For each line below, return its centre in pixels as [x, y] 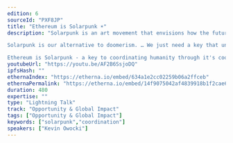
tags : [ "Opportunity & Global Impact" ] [65, 116]
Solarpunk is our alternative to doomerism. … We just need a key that [113, 46]
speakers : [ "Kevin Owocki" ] [48, 128]
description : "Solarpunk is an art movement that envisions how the [108, 33]
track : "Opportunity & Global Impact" [63, 109]
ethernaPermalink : [34, 84]
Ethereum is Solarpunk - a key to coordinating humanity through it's [111, 58]
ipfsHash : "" [26, 70]
